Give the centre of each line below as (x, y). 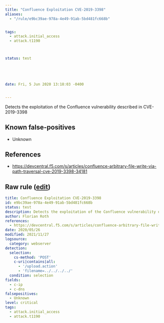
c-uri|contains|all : (35, 262)
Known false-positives (40, 127)
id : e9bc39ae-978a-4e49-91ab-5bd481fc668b (49, 203)
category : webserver (30, 243)
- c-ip (16, 284)
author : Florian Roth (27, 216)
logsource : (16, 239)
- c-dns (17, 289)
